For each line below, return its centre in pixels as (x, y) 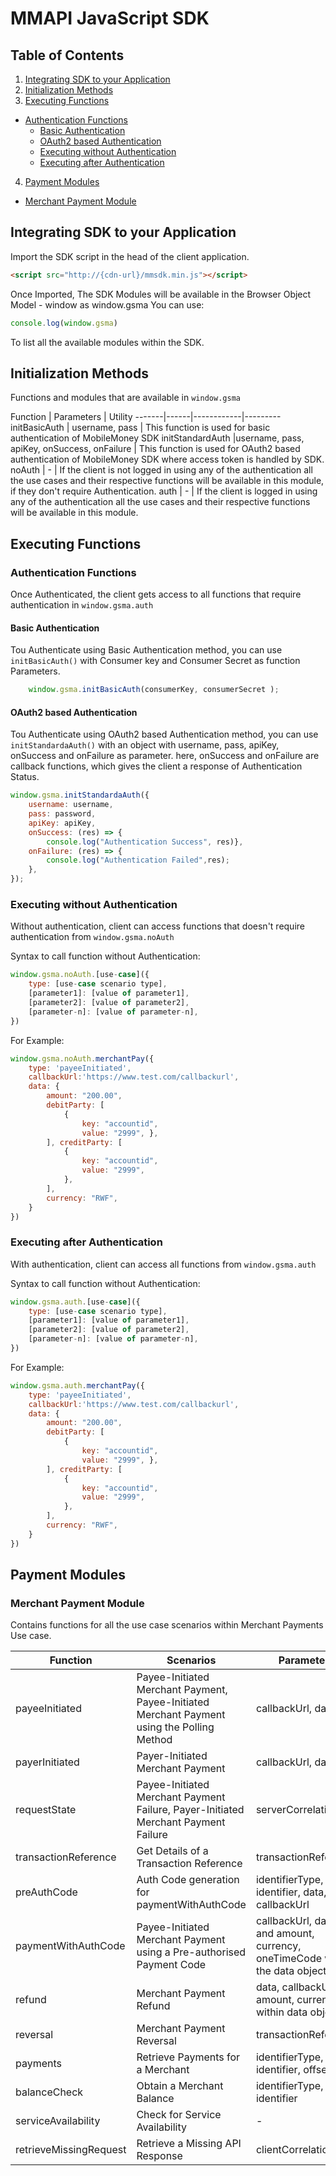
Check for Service (179, 2115)
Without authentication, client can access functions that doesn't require (157, 926)
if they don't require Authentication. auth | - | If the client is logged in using (164, 491)
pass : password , (62, 814)
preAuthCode (46, 1892)
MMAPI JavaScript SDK (110, 18)
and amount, (285, 1934)
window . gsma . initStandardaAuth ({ (80, 795)
